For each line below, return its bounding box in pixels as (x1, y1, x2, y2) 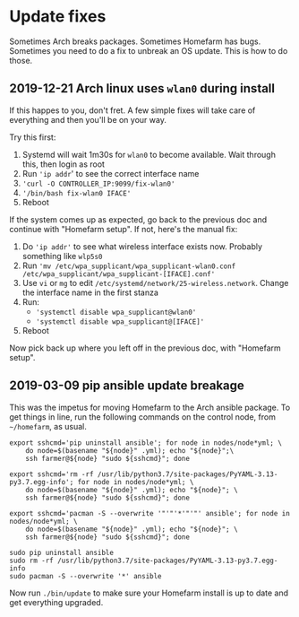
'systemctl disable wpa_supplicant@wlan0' (35, 308, 197, 317)
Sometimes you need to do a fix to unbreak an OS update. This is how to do (9, 45, 288, 56)
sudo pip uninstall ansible (9, 548, 115, 557)
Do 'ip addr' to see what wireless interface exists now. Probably (21, 240, 262, 252)
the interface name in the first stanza (21, 287, 159, 298)
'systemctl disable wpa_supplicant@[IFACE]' (35, 317, 205, 326)
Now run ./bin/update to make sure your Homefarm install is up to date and (9, 587, 289, 598)
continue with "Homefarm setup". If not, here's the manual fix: (9, 223, 238, 234)
